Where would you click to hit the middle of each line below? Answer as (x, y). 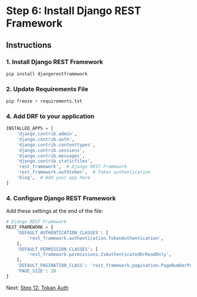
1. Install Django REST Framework (55, 62)
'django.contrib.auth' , (46, 139)
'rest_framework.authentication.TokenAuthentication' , (96, 238)
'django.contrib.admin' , (47, 134)
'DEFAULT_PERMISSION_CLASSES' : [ (57, 249)
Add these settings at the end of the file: (55, 211)
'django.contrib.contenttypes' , (56, 145)
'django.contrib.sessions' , (51, 150)
